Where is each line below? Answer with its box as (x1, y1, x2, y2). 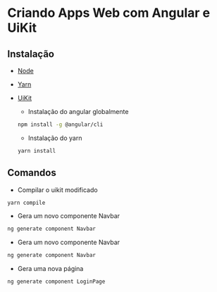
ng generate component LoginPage (7, 278, 106, 286)
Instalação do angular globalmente (27, 108, 129, 115)
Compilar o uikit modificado (17, 185, 98, 194)
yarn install (17, 147, 56, 154)
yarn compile (7, 199, 46, 206)
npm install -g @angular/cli (17, 121, 104, 128)
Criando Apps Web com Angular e (7, 5, 210, 21)
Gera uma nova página (17, 265, 84, 273)
